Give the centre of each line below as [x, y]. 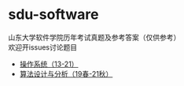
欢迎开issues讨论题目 [42, 47]
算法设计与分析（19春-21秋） [66, 73]
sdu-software [53, 15]
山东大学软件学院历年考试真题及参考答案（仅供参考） [94, 37]
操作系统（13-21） [49, 64]
